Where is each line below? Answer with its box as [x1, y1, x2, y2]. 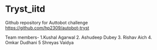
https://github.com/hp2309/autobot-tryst [5, 25, 89, 30]
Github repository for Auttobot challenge [5, 20, 88, 25]
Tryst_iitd [5, 3, 46, 15]
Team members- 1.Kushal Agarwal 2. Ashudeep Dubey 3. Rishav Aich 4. [5, 34, 153, 40]
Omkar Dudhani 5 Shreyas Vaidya [5, 39, 74, 45]
